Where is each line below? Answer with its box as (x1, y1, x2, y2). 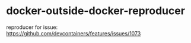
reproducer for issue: (6, 24, 58, 31)
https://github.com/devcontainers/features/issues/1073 (6, 29, 141, 37)
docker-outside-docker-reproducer (6, 4, 186, 18)
